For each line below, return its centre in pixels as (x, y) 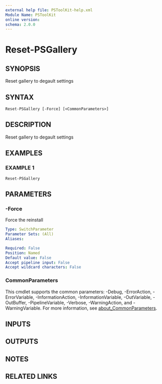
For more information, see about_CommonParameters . (100, 308)
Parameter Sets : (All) (29, 234)
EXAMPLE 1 (20, 168)
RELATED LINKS (31, 377)
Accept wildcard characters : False (43, 267)
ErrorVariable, (20, 297)
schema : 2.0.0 (21, 24)
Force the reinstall (24, 220)
